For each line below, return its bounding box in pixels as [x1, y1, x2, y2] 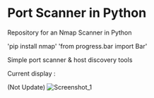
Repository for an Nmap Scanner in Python [7, 28, 132, 37]
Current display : [7, 69, 56, 78]
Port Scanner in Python [7, 5, 147, 21]
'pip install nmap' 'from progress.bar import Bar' [7, 42, 148, 50]
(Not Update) [7, 82, 46, 91]
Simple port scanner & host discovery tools [7, 55, 133, 64]
